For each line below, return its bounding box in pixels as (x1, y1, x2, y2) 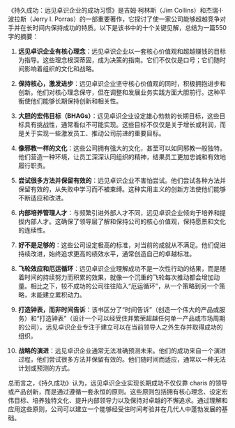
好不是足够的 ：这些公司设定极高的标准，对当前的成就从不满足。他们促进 (17, 241, 226, 249)
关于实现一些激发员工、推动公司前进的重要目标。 (24, 129, 165, 138)
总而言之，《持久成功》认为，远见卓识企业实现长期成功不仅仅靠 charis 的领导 (8, 379, 228, 387)
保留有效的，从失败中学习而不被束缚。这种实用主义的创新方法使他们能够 (17, 185, 226, 193)
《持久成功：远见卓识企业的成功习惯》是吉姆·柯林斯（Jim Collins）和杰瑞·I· (8, 6, 224, 14)
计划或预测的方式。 (17, 364, 74, 372)
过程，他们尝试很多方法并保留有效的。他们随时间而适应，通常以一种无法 (17, 355, 226, 363)
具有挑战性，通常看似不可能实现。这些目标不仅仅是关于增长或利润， (24, 121, 220, 128)
